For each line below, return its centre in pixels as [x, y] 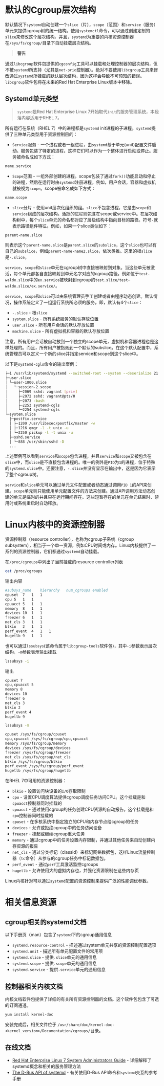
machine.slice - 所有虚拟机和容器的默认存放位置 [61, 331]
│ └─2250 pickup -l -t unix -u [41, 432]
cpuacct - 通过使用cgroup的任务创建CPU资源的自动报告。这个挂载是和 [83, 809]
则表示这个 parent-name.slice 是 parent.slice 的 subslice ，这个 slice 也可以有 [81, 245]
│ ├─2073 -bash [25, 401]
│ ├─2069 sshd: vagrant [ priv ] [41, 392]
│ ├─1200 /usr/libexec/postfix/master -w [52, 423]
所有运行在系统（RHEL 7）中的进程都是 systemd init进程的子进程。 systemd [78, 128]
